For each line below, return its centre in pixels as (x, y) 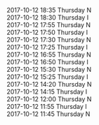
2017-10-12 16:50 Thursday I (48, 62)
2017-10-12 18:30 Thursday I (48, 17)
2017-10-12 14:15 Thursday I (47, 91)
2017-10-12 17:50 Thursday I (47, 32)
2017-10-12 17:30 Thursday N (49, 40)
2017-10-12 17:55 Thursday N (49, 25)
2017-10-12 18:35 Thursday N (49, 10)
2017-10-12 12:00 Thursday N (49, 99)
